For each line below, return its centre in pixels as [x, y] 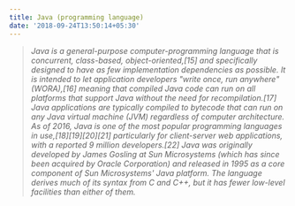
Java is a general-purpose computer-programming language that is [155, 50]
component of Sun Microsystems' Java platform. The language [147, 172]
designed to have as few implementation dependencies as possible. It [158, 69]
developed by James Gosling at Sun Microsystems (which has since [155, 154]
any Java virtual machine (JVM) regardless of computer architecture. [158, 117]
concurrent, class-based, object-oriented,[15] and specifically [144, 60]
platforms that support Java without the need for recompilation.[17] [154, 97]
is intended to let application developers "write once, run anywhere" [155, 79]
